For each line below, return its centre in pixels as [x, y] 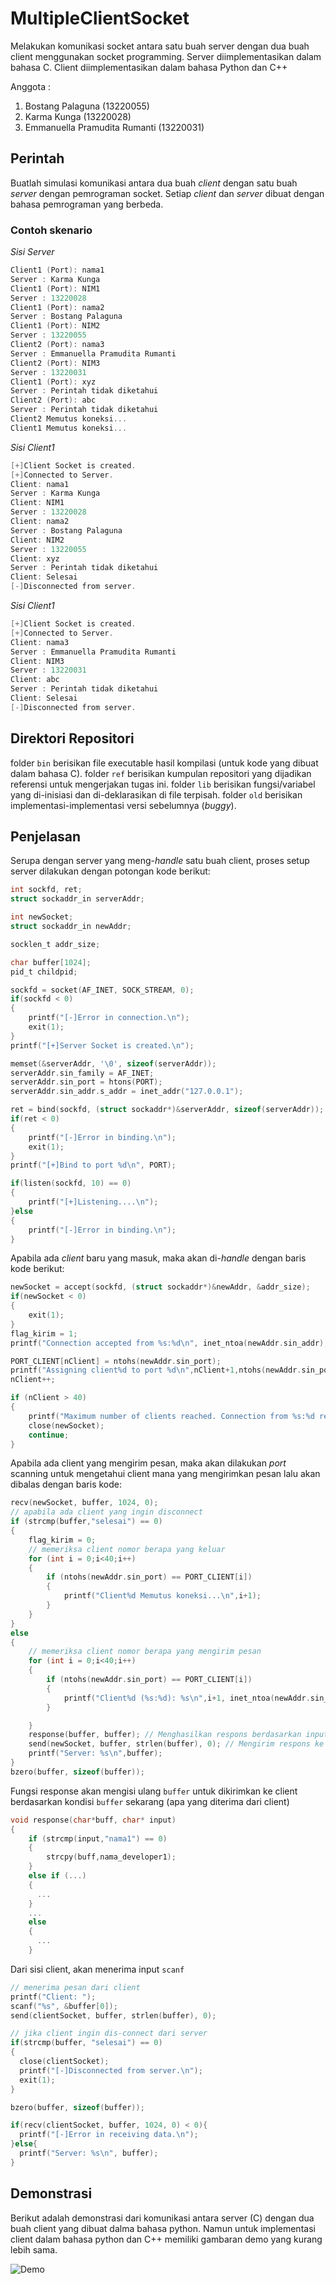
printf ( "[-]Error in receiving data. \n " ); [109, 2135]
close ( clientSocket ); [64, 2062]
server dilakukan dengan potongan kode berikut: [110, 871]
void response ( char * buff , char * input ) [93, 1820]
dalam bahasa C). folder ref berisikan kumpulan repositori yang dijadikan [161, 773]
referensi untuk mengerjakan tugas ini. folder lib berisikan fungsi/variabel [163, 784]
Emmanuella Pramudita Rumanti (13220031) [114, 127]
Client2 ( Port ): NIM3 [55, 363]
